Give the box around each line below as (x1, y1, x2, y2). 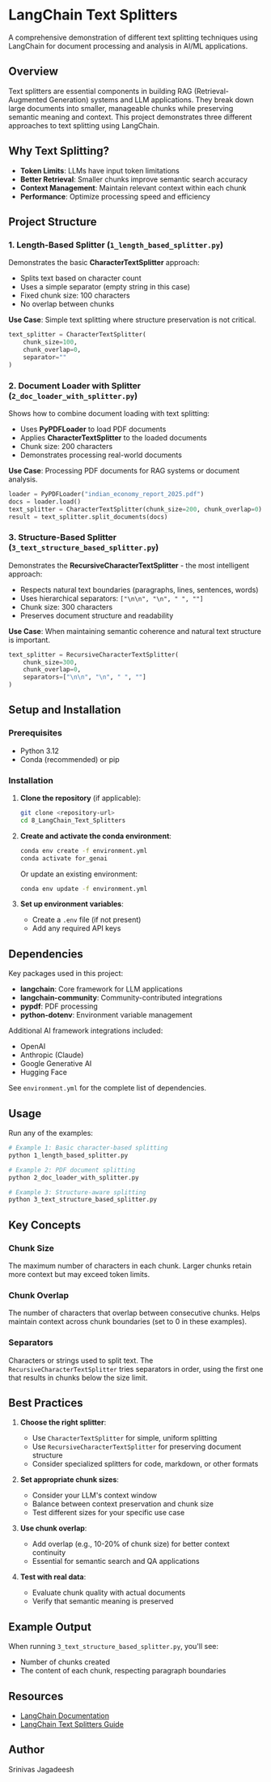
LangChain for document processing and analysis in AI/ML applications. (8, 41, 248, 50)
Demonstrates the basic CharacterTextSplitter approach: (8, 258, 200, 268)
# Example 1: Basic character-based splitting (8, 1144, 168, 1152)
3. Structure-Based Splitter (8, 532, 117, 543)
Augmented (8, 95, 48, 105)
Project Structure (8, 215, 97, 229)
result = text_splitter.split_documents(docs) (8, 512, 168, 520)
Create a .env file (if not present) (32, 915, 142, 925)
